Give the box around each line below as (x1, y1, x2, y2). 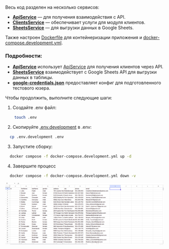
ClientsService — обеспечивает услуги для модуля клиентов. (12, 20, 146, 25)
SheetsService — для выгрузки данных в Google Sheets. (12, 25, 134, 31)
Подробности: (5, 52, 43, 59)
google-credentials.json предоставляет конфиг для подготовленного (12, 80, 161, 86)
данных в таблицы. (12, 74, 54, 80)
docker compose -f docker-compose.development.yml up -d (10, 154, 132, 159)
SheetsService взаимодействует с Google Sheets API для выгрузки (12, 69, 157, 75)
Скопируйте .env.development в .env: (12, 124, 92, 130)
